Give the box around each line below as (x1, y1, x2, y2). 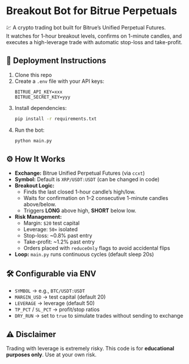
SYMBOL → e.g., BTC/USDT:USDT (14, 287, 85, 295)
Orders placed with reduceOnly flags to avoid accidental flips (23, 245, 171, 252)
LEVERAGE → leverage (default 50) (14, 300, 95, 307)
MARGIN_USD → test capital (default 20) (14, 293, 106, 300)
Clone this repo (14, 71, 52, 78)
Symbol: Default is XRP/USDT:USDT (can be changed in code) (14, 176, 160, 183)
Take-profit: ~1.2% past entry (23, 238, 95, 245)
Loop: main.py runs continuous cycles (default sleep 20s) (14, 251, 154, 258)
